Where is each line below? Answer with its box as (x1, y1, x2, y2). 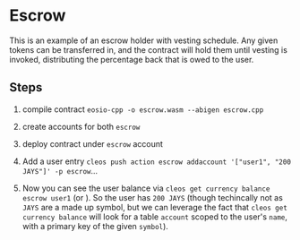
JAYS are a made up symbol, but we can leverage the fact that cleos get (21, 201, 288, 212)
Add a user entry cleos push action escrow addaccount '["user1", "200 (21, 156, 291, 167)
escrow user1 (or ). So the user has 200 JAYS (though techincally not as (21, 192, 284, 202)
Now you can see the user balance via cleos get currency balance (21, 183, 270, 193)
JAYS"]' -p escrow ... (21, 165, 99, 176)
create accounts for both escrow (21, 121, 141, 132)
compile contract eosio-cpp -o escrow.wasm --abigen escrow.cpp (21, 104, 264, 115)
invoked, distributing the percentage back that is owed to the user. (9, 54, 254, 64)
